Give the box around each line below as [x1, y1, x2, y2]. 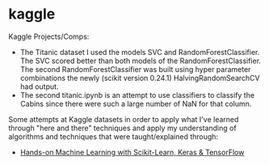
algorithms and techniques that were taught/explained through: [8, 131, 219, 142]
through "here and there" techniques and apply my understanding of [8, 123, 237, 133]
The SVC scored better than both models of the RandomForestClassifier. [19, 56, 261, 66]
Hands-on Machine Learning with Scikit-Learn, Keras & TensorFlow [19, 147, 245, 157]
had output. [19, 82, 59, 91]
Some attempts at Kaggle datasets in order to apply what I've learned [8, 114, 239, 124]
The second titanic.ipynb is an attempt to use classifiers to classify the [19, 90, 255, 99]
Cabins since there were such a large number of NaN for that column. [19, 99, 252, 108]
